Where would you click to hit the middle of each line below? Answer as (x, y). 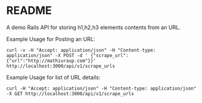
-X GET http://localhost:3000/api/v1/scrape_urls (70, 94)
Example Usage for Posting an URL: (51, 39)
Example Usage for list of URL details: (53, 77)
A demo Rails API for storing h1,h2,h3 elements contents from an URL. (93, 27)
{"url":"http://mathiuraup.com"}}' (51, 61)
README (29, 11)
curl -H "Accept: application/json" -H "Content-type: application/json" (102, 88)
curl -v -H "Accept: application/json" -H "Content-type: (81, 50)
